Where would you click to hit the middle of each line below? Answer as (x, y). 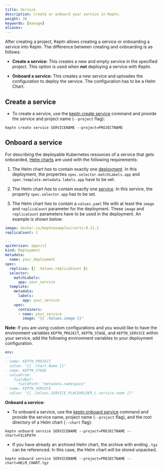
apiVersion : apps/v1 (26, 246)
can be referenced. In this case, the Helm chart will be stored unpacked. (84, 450)
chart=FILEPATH (20, 435)
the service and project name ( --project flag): (59, 119)
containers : (30, 309)
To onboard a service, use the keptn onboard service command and (80, 412)
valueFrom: (20, 375)
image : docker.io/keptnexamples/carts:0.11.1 (52, 228)
